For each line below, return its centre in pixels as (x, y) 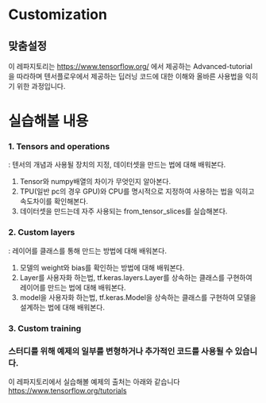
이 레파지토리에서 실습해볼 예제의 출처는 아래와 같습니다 (94, 382)
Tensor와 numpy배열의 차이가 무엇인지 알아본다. (95, 182)
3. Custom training (45, 328)
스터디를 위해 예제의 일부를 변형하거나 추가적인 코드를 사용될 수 (121, 351)
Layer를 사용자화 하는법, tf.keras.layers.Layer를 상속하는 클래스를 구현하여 (136, 277)
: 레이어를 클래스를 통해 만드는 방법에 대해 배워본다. (87, 251)
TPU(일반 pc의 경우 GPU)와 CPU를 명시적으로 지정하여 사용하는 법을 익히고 (137, 191)
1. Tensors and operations (59, 147)
